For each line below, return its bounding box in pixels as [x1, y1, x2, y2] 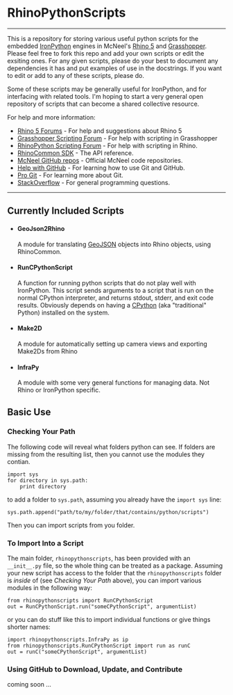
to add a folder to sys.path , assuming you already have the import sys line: [7, 495, 222, 504]
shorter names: [7, 623, 51, 631]
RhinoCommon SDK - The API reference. [17, 148, 134, 157]
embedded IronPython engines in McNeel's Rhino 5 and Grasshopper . [7, 42, 207, 50]
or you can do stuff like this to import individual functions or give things [7, 616, 211, 624]
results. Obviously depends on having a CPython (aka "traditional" [17, 301, 207, 309]
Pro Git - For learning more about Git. [17, 170, 123, 179]
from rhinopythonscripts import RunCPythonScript [7, 597, 154, 605]
